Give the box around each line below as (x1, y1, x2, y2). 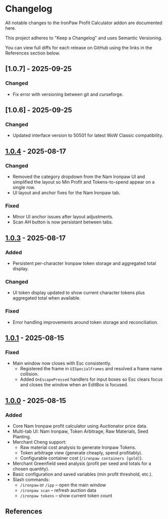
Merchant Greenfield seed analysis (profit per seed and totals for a (12, 460, 151, 467)
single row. (12, 185, 35, 190)
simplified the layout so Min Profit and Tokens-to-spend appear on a (12, 179, 155, 185)
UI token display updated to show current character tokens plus (12, 290, 145, 296)
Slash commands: (12, 476, 50, 482)
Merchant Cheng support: (12, 439, 67, 445)
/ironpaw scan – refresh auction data (20, 487, 97, 493)
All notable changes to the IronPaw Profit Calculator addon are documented (5, 20, 162, 26)
